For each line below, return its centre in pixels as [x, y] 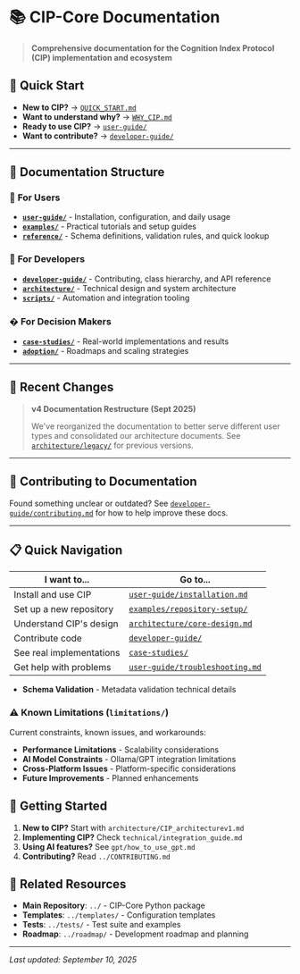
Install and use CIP [53, 595]
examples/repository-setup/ [188, 609]
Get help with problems [62, 668]
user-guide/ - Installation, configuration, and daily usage [126, 217]
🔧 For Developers [47, 259]
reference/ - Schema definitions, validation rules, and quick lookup [146, 236]
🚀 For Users [35, 197]
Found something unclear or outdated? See [89, 503]
